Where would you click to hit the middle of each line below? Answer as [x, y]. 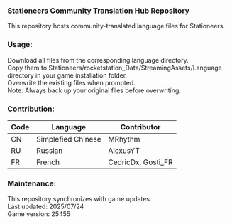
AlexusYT [124, 150]
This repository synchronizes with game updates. [79, 199]
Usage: [20, 45]
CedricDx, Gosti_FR [140, 162]
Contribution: [31, 109]
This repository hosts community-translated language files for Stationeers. [116, 26]
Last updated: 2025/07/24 [46, 207]
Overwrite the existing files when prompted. [72, 82]
